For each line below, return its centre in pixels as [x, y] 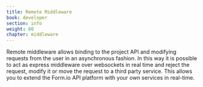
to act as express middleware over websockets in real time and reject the [98, 65]
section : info [24, 23]
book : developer [27, 18]
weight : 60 [20, 29]
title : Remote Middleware [39, 12]
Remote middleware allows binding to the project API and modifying [91, 52]
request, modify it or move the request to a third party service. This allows [99, 71]
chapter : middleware [33, 35]
